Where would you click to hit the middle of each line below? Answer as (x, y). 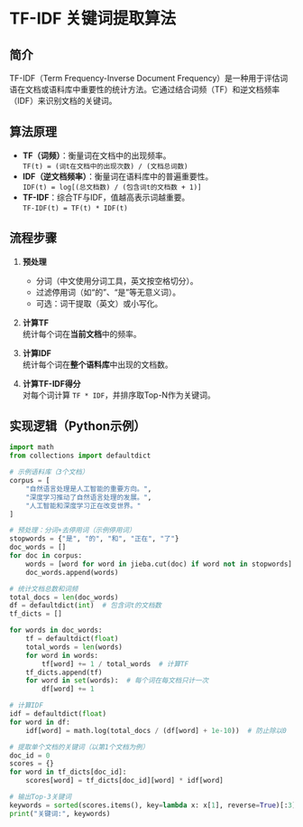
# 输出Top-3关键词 (41, 797)
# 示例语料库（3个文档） (49, 472)
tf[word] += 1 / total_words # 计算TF (115, 664)
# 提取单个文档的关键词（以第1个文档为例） (79, 747)
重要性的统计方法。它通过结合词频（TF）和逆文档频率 (180, 89)
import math (32, 447)
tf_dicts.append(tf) (64, 672)
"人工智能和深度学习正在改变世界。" (83, 506)
